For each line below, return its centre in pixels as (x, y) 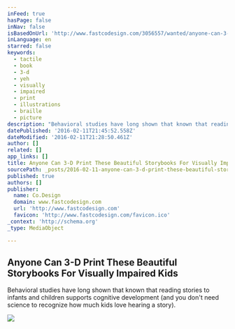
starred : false (29, 46)
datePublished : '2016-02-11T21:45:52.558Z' (72, 131)
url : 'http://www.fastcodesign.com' (67, 209)
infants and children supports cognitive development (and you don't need (113, 298)
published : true (31, 176)
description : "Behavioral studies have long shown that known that (108, 124)
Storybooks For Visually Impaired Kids (93, 273)
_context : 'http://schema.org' (53, 221)
